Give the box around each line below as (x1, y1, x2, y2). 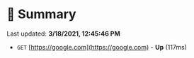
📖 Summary (6, 6, 76, 22)
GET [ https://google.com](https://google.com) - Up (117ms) (16, 43, 187, 51)
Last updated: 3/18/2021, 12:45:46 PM (6, 29, 121, 38)
